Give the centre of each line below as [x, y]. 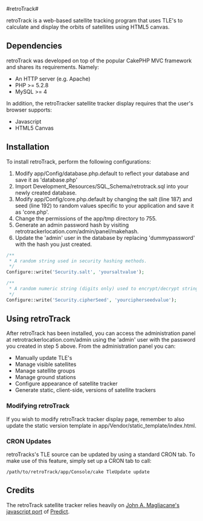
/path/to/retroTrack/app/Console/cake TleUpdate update [78, 472]
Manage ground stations [46, 377]
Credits [21, 490]
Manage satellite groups [45, 371]
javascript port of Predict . [38, 511]
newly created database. [46, 193]
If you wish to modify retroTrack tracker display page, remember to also [95, 419]
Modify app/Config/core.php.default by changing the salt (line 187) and [103, 199]
